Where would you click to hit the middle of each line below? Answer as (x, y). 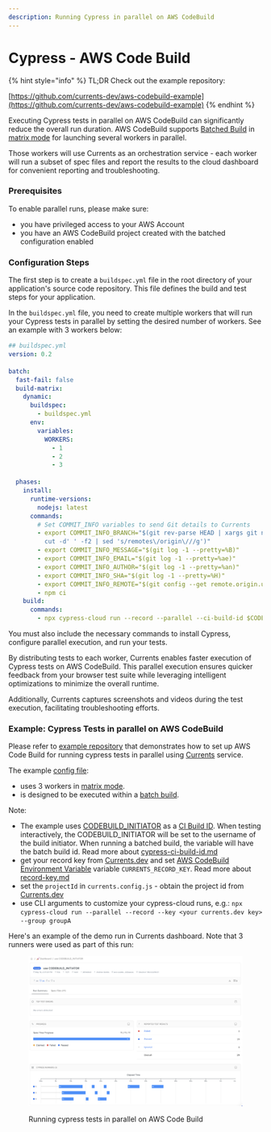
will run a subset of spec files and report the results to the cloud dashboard (133, 161)
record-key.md (45, 878)
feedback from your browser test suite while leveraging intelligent (117, 675)
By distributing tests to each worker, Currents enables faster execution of (130, 658)
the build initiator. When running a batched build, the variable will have (137, 843)
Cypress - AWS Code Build (100, 58)
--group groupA (46, 921)
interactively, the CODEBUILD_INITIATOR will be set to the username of (138, 835)
